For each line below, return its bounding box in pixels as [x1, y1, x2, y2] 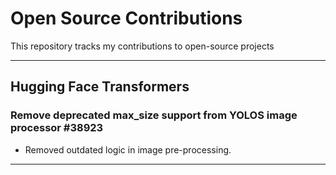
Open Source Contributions [10, 7, 243, 30]
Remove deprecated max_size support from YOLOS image [10, 108, 298, 122]
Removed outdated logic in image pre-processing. [24, 143, 232, 156]
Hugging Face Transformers [10, 78, 190, 96]
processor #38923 [10, 121, 104, 135]
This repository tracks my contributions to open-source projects [10, 40, 275, 52]
